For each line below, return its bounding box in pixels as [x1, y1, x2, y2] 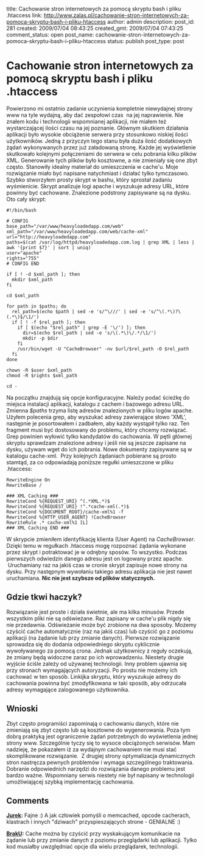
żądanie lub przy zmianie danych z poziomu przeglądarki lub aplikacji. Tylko [6, 837, 197, 844]
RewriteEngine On [6, 476, 51, 483]
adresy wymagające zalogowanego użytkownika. [6, 685, 130, 693]
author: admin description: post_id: [107, 18, 195, 25]
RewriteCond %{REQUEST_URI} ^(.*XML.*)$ [6, 498, 111, 504]
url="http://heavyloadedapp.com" [6, 234, 91, 240]
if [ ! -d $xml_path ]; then [6, 271, 80, 277]
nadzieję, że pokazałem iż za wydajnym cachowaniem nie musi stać [6, 746, 177, 753]
